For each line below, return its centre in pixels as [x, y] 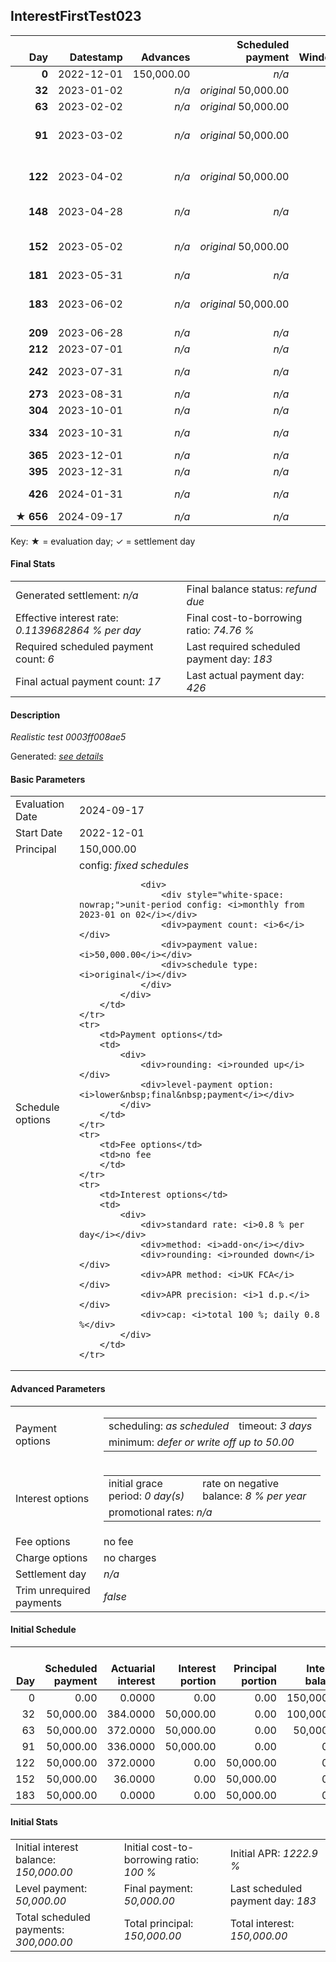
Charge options [51, 1557]
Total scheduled [53, 1917]
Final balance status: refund [251, 589]
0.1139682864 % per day [78, 631]
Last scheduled [266, 1889]
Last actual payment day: [245, 676]
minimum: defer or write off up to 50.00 [201, 1442]
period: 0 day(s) [146, 1496]
